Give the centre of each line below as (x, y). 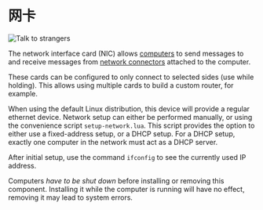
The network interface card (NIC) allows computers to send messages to (126, 53)
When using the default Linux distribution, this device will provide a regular (129, 109)
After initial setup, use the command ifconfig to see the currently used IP (127, 157)
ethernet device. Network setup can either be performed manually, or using (130, 117)
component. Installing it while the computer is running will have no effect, (126, 189)
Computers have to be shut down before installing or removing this (116, 180)
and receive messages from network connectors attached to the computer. (130, 62)
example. (23, 93)
